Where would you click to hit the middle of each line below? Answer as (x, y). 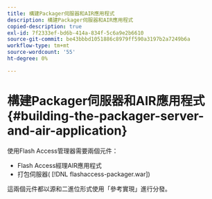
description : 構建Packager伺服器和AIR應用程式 (70, 20)
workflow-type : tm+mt (38, 46)
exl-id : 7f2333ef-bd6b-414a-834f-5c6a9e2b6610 (76, 33)
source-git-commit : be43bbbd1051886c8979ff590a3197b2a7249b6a (99, 39)
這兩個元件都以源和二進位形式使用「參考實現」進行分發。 (89, 189)
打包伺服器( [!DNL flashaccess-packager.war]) (83, 174)
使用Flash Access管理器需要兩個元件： (63, 151)
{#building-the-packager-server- (106, 116)
